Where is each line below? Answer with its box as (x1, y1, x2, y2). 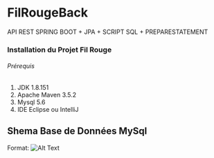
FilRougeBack (7, 5, 89, 21)
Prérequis (7, 62, 35, 70)
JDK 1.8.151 (17, 83, 49, 92)
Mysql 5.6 (17, 98, 46, 106)
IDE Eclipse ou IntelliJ (17, 106, 79, 114)
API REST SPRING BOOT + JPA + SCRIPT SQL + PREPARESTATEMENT (7, 28, 208, 36)
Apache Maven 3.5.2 (17, 91, 77, 99)
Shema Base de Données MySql (7, 126, 148, 137)
